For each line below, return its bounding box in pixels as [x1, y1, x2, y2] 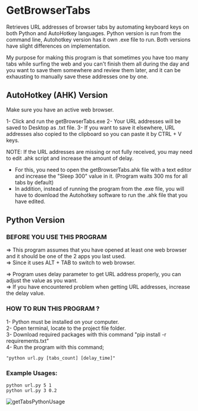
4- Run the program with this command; [6, 344, 104, 351]
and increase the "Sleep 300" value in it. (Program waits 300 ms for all [14, 172, 188, 180]
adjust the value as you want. [6, 277, 78, 284]
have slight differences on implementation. [6, 42, 111, 50]
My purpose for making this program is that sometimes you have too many [6, 54, 189, 61]
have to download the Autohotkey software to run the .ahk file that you [14, 191, 188, 199]
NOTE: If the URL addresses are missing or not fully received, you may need [6, 148, 193, 155]
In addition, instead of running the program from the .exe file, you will [14, 185, 184, 192]
